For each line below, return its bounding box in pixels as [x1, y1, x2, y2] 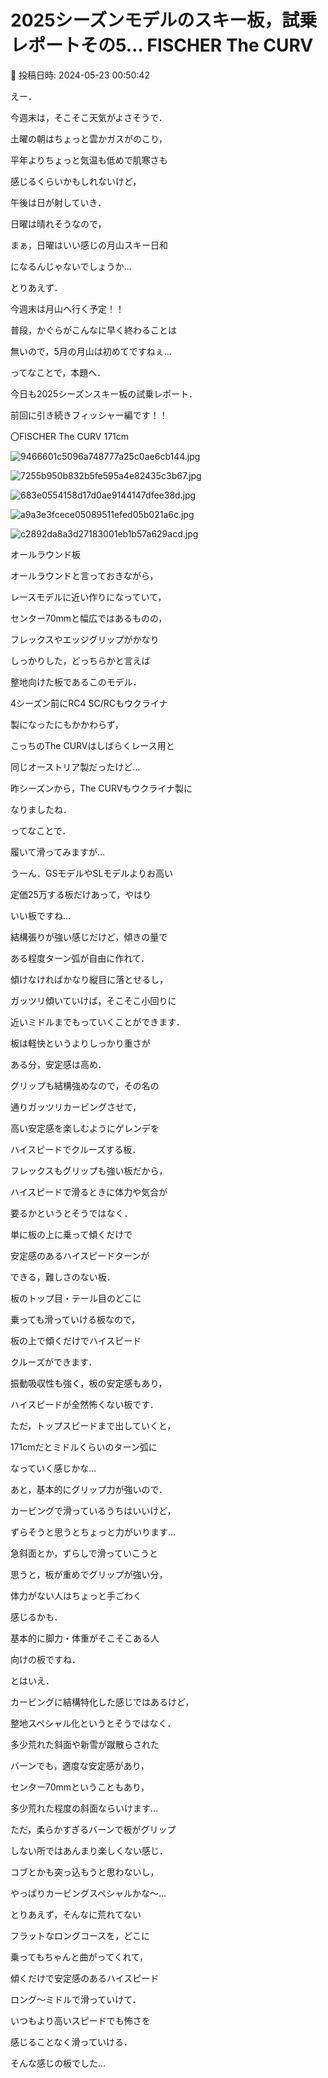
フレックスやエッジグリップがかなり [10, 633, 160, 645]
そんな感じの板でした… [10, 2057, 107, 2069]
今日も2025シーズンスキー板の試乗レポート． [10, 387, 198, 400]
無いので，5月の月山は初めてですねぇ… [10, 345, 172, 357]
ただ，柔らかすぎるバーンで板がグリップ [10, 1823, 177, 1835]
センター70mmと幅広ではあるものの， [10, 612, 168, 624]
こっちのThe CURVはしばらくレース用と [10, 739, 175, 751]
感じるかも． [10, 1611, 63, 1623]
